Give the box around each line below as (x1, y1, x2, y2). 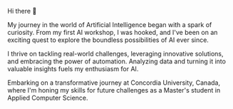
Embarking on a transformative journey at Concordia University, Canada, (7, 78, 221, 87)
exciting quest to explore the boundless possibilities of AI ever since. (7, 36, 209, 44)
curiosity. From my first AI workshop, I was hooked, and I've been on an (7, 28, 218, 36)
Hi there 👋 (7, 7, 37, 15)
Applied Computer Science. (7, 93, 88, 102)
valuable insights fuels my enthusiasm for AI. (7, 65, 139, 73)
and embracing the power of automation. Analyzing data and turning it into (7, 57, 227, 66)
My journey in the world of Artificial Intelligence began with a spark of (7, 21, 212, 28)
